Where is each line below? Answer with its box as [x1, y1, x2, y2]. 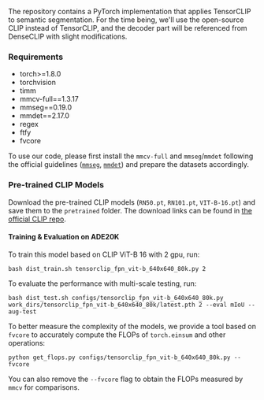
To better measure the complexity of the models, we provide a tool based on [8, 321, 256, 331]
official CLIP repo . [8, 214, 67, 224]
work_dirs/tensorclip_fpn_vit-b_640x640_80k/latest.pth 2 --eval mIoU [8, 301, 245, 309]
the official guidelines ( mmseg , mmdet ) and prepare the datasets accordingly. [8, 160, 250, 169]
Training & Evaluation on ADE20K [8, 232, 120, 242]
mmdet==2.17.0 [19, 111, 69, 120]
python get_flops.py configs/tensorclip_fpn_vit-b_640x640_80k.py [8, 354, 231, 361]
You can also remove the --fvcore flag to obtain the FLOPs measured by [8, 374, 244, 383]
